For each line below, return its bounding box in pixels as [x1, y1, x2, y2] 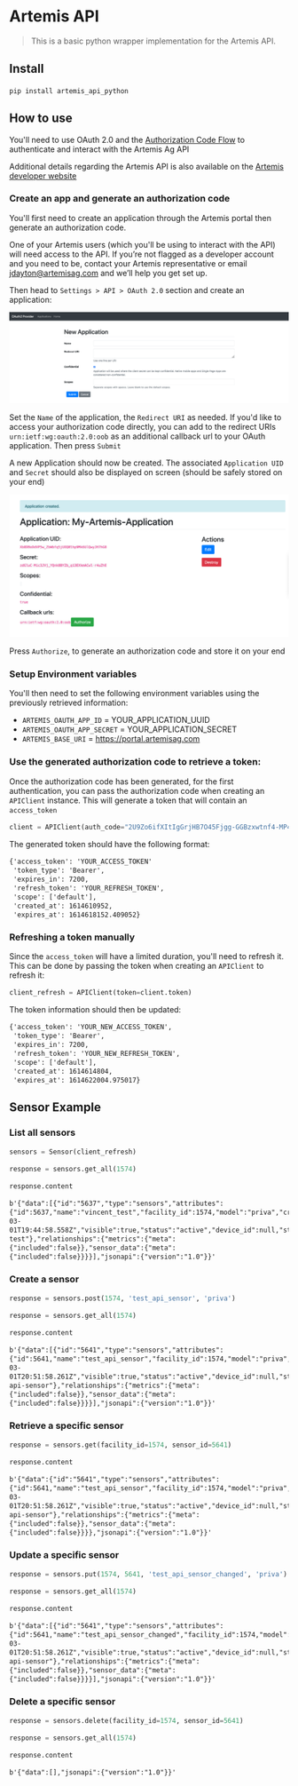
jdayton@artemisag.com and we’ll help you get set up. [9, 267, 208, 278]
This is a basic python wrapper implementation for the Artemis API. [30, 36, 277, 46]
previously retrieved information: [9, 697, 129, 708]
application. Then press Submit [9, 440, 122, 450]
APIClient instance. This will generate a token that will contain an [9, 795, 247, 806]
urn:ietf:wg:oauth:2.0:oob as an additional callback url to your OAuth [9, 431, 266, 441]
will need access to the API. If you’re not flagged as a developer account [9, 249, 275, 259]
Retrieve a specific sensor [9, 1419, 124, 1432]
